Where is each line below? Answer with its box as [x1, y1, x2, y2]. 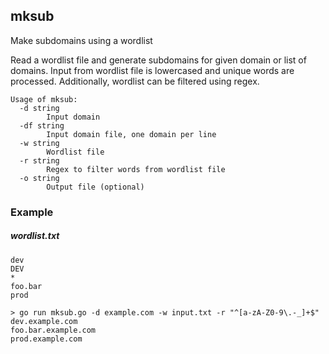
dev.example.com [10, 316, 78, 326]
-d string [19, 103, 60, 113]
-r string [19, 155, 60, 166]
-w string [19, 138, 60, 148]
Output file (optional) [46, 182, 145, 192]
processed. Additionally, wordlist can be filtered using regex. [10, 75, 260, 87]
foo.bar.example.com [10, 325, 97, 335]
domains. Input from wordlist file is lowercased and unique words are [10, 64, 295, 76]
